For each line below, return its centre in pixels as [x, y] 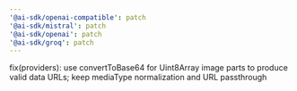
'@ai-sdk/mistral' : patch [57, 26]
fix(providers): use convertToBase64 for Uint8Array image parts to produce [149, 68]
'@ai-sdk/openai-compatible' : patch [78, 17]
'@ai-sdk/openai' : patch [56, 34]
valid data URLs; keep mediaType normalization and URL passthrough [138, 78]
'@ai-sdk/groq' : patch [52, 42]
